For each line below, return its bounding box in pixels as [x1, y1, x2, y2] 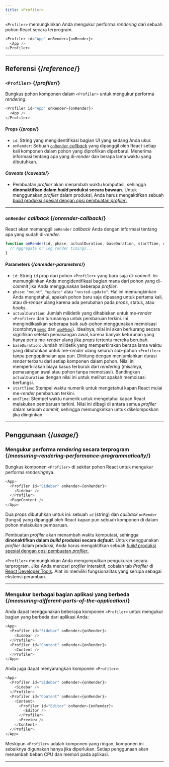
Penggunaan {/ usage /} [5, 431, 79, 439]
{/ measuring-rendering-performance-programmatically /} [5, 452, 151, 459]
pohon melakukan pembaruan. [5, 522, 69, 528]
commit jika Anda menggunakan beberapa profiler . [12, 283, 118, 289]
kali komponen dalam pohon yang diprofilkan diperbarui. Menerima [12, 148, 152, 154]
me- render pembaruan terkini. [12, 391, 75, 397]
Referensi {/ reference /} [5, 64, 80, 73]
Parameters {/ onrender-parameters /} [5, 261, 86, 267]
